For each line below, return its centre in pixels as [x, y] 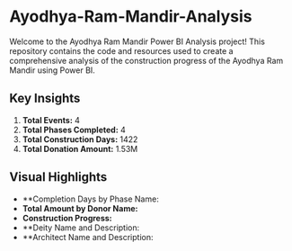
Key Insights [45, 99]
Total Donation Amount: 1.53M [80, 148]
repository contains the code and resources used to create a [121, 50]
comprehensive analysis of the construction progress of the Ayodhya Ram [146, 60]
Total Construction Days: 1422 [80, 139]
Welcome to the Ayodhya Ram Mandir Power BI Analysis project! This [137, 41]
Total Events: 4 [51, 120]
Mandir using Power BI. [53, 70]
